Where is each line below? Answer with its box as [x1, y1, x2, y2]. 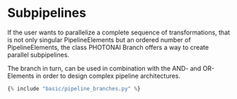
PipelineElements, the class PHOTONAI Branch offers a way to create [7, 43, 209, 51]
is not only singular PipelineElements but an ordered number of [7, 35, 191, 44]
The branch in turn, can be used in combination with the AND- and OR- [7, 64, 215, 72]
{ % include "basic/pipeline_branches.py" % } [7, 85, 141, 92]
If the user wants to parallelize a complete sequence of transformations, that [7, 28, 231, 37]
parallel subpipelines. [7, 51, 69, 59]
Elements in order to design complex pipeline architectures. [7, 72, 181, 80]
